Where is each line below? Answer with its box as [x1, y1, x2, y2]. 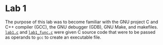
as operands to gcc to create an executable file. [5, 34, 101, 40]
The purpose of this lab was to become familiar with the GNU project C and [5, 19, 159, 25]
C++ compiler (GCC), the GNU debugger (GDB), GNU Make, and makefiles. [5, 24, 158, 30]
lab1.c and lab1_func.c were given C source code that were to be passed [5, 29, 156, 35]
